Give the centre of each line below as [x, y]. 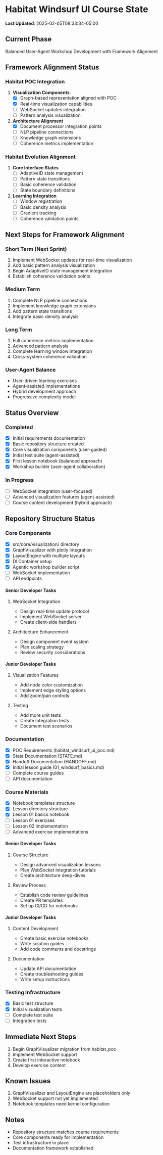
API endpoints [27, 578]
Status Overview [32, 413]
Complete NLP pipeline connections [50, 300]
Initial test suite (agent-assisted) [46, 455]
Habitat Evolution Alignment [40, 157]
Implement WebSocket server [51, 617]
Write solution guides [42, 944]
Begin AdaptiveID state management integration [62, 271]
